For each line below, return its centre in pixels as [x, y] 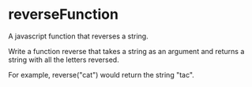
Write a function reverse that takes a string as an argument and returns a [126, 51]
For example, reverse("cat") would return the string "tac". [102, 74]
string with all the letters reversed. [64, 60]
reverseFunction [63, 14]
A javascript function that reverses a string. [78, 36]
